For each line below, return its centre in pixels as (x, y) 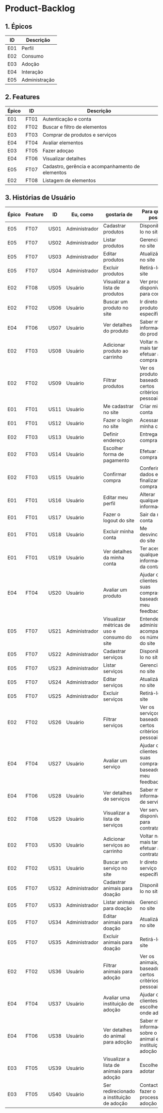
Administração (38, 80)
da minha (114, 557)
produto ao (116, 351)
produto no (116, 308)
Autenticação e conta (67, 119)
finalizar (149, 480)
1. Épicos (19, 26)
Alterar (147, 494)
